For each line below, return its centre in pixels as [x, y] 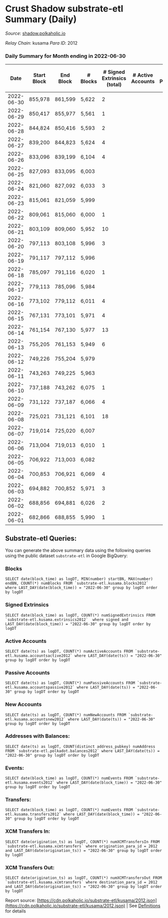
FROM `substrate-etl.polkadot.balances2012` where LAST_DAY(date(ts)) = [82, 751]
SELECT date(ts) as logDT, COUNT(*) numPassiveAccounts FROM [70, 683]
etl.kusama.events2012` [30, 783]
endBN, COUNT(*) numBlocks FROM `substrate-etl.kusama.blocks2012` [77, 584]
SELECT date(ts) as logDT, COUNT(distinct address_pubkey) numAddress [80, 747]
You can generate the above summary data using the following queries [78, 550]
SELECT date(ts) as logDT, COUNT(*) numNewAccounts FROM [66, 715]
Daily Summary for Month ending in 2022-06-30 [65, 56]
